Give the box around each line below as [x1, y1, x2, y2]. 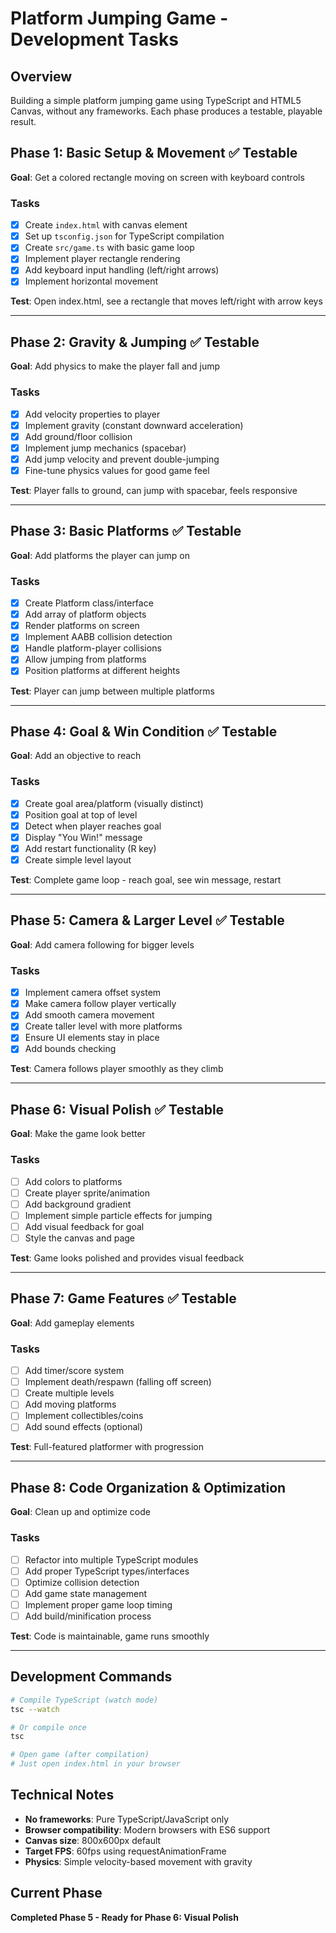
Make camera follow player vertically [24, 998, 177, 1010]
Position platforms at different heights [24, 665, 181, 677]
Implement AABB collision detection [24, 631, 173, 643]
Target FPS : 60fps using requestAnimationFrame [24, 1845, 227, 1857]
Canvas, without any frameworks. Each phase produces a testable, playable [10, 105, 323, 117]
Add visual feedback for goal [24, 1220, 145, 1232]
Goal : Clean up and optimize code [10, 1506, 151, 1518]
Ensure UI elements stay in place [24, 1032, 160, 1044]
